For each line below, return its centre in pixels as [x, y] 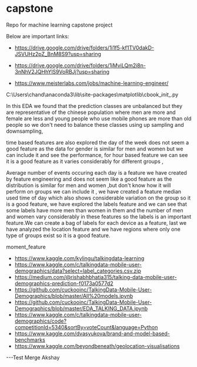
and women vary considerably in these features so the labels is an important [99, 217]
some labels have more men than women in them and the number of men [95, 210]
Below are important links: [38, 36]
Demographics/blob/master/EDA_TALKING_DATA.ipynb [81, 308]
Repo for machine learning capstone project [59, 25]
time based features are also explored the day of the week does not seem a [98, 142]
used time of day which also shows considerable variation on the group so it [98, 198]
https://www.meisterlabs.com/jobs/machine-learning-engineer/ [91, 83]
